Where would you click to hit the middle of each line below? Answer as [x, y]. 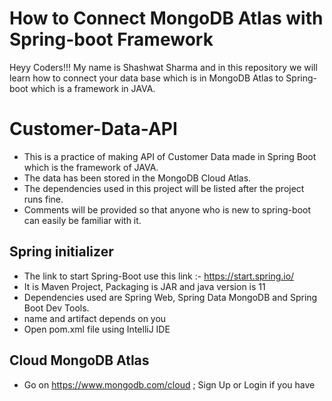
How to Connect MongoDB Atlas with [166, 18]
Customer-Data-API [93, 129]
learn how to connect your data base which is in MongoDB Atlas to [146, 78]
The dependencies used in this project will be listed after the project [164, 188]
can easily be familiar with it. [82, 220]
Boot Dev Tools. [56, 308]
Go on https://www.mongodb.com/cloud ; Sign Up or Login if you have [169, 384]
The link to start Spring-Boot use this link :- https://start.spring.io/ [159, 276]
